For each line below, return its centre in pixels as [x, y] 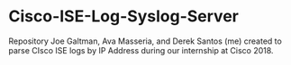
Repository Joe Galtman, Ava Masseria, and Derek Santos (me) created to [145, 41]
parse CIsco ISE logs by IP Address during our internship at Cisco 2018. [141, 50]
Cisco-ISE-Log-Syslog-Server [124, 16]
